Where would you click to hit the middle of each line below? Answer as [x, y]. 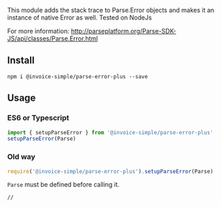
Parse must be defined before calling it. [63, 185]
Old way [22, 157]
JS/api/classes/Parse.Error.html [53, 38]
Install [21, 60]
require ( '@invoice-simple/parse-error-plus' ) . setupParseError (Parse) [110, 171]
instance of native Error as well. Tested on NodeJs [79, 17]
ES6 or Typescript [38, 118]
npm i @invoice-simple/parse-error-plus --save [78, 76]
